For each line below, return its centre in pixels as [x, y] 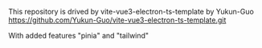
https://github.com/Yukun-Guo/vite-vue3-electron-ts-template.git [117, 20]
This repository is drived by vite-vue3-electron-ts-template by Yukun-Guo [131, 12]
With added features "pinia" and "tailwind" [79, 36]
